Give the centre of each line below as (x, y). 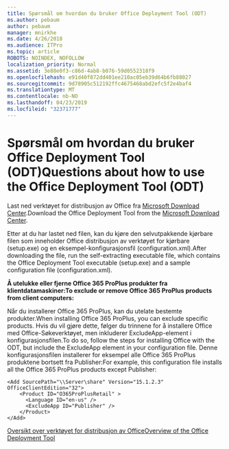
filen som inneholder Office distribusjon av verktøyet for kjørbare (98, 241)
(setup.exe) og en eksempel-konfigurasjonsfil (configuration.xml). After (107, 248)
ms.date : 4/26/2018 (35, 39)
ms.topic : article (33, 52)
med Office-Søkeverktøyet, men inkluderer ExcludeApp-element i (99, 332)
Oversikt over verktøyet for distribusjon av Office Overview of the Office (108, 430)
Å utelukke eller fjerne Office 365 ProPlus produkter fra (87, 283)
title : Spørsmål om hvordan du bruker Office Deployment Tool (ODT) (107, 13)
